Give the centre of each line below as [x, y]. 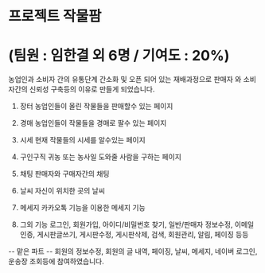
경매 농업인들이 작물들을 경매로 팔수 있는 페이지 [93, 123]
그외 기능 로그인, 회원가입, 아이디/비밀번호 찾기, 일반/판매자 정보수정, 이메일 [137, 224]
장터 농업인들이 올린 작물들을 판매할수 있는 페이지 [96, 106]
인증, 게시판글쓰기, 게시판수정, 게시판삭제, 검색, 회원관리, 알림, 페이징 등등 [134, 235]
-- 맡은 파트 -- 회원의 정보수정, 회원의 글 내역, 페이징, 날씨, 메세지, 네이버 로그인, [133, 252]
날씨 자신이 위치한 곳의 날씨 [62, 191]
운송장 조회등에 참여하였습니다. [57, 261]
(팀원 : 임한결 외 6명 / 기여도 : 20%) [119, 56]
